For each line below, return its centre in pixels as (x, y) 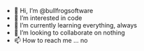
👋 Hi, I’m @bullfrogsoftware (53, 11)
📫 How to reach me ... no (51, 40)
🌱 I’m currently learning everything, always (75, 25)
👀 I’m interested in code (48, 18)
